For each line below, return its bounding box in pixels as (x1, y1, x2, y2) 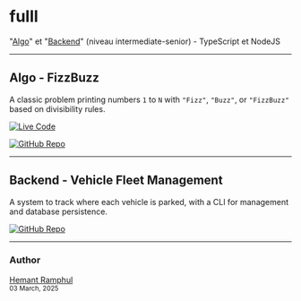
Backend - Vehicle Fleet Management (9, 173, 223, 188)
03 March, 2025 (9, 284, 59, 293)
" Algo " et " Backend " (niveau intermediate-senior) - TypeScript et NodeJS (9, 36, 280, 47)
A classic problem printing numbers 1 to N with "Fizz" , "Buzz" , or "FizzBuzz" (9, 94, 289, 105)
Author (9, 254, 41, 266)
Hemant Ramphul (9, 274, 73, 285)
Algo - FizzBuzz (9, 70, 100, 86)
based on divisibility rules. (9, 103, 106, 114)
